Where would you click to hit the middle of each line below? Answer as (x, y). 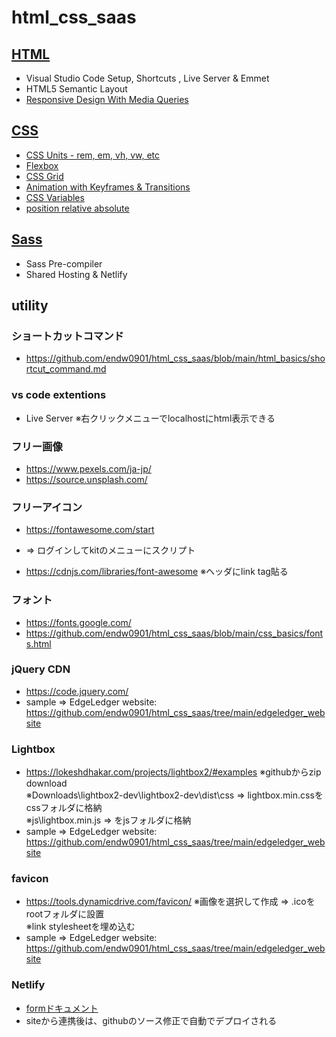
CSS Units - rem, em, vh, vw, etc (93, 155)
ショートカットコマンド (67, 336)
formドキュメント (62, 1008)
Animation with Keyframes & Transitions (108, 187)
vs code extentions (59, 395)
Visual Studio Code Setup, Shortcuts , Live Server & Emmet (147, 78)
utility (30, 306)
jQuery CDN (41, 669)
